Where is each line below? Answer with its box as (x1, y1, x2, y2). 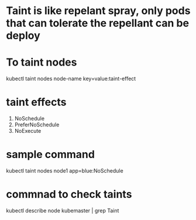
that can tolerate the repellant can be (6, 16, 189, 30)
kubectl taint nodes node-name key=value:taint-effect (6, 75, 136, 82)
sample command (6, 148, 95, 161)
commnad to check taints (6, 188, 132, 201)
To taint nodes (6, 56, 77, 69)
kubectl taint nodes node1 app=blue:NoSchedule (6, 167, 124, 174)
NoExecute (14, 128, 42, 135)
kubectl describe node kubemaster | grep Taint (6, 207, 119, 214)
